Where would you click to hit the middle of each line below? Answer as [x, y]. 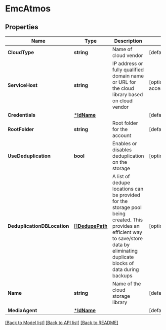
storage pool [127, 207]
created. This [128, 220]
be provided [126, 195]
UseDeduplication [29, 156]
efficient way [127, 232]
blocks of [123, 263]
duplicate [123, 257]
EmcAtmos [28, 9]
